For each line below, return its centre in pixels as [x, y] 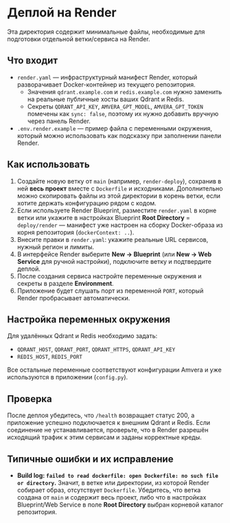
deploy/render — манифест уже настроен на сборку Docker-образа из [120, 225]
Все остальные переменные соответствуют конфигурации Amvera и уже [114, 370]
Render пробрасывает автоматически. [73, 298]
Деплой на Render [62, 13]
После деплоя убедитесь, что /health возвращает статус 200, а [101, 415]
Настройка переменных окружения [89, 319]
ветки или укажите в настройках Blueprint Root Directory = [104, 217]
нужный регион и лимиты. [56, 247]
